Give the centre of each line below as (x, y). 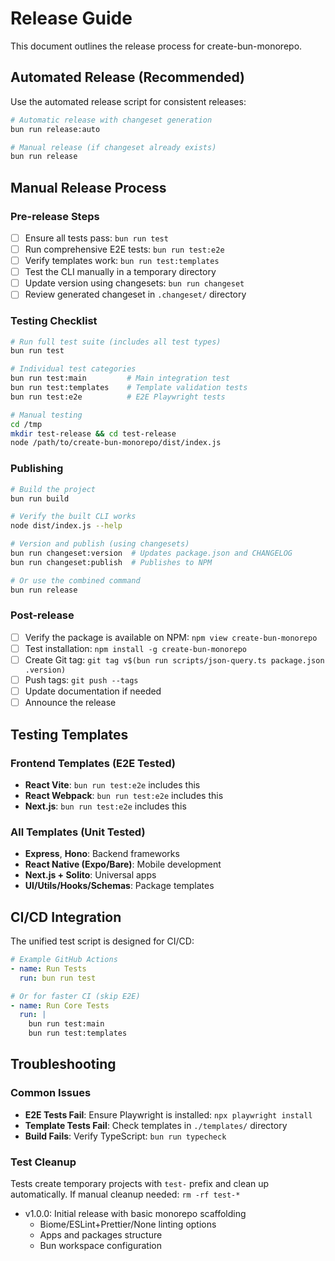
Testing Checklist (54, 321)
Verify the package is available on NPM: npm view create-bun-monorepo (171, 637)
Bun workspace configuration (100, 1245)
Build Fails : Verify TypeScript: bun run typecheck (125, 1136)
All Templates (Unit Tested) (78, 832)
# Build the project (53, 489)
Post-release (42, 615)
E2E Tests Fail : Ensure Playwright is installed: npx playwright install (168, 1114)
